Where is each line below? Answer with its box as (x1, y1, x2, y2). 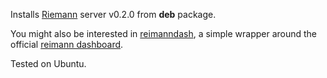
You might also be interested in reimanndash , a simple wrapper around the (10, 28, 318, 39)
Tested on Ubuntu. (10, 58, 87, 69)
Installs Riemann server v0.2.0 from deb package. (10, 9, 217, 20)
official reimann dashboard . (10, 39, 124, 50)
